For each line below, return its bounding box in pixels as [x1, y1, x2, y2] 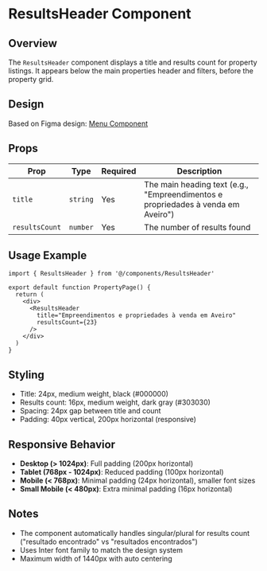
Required [101, 165, 137, 176]
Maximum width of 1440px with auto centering [19, 553, 172, 563]
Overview [8, 37, 58, 50]
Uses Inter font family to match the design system [19, 545, 183, 554]
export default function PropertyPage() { [8, 284, 151, 291]
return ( [15, 291, 44, 299]
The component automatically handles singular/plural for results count [19, 528, 250, 538]
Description [176, 165, 222, 176]
